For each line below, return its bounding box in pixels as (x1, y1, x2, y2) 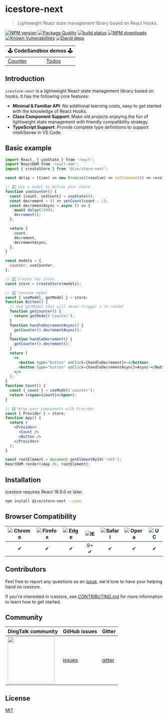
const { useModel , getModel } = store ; (5, 295, 88, 300)
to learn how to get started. (5, 598, 61, 604)
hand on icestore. (5, 583, 41, 589)
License (5, 694, 30, 702)
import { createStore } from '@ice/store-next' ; (5, 166, 108, 171)
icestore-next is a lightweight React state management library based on (5, 87, 154, 93)
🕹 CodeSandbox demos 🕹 (7, 47, 73, 54)
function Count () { (5, 383, 46, 388)
